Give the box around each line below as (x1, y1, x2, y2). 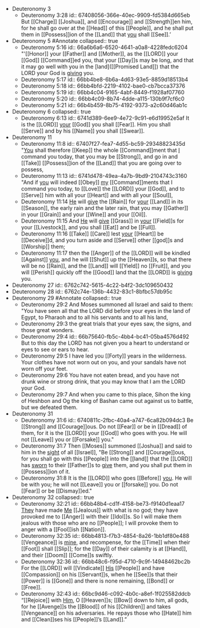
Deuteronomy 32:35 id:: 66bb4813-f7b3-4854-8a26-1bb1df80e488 (21, 532, 190, 539)
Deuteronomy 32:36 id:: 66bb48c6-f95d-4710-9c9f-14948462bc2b (21, 558, 191, 565)
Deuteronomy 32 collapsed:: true (11, 494, 95, 501)
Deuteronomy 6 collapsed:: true (11, 108, 91, 115)
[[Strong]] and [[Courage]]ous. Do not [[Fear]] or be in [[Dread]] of (21, 423, 187, 430)
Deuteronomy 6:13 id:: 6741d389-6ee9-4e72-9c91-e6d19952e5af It (21, 114, 189, 122)
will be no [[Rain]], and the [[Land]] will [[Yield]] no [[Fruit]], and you (21, 263, 191, 269)
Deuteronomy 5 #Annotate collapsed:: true (11, 38, 118, 44)
